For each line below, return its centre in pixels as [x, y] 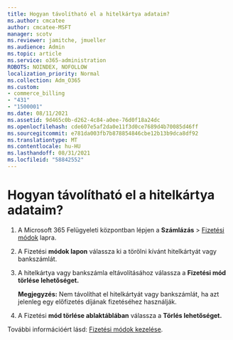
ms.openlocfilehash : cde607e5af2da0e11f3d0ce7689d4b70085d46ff [103, 127]
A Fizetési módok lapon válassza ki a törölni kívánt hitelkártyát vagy [117, 251]
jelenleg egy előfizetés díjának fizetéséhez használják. [97, 302]
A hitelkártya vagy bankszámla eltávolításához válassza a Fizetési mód [121, 272]
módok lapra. [37, 237]
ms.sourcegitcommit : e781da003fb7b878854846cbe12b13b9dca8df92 [103, 133]
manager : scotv [30, 34]
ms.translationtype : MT [43, 140]
